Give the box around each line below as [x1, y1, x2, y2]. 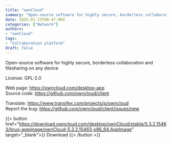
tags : [5, 36, 17, 41]
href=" [5, 121, 19, 127]
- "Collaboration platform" [5, 41, 66, 46]
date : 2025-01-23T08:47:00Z [5, 17, 66, 22]
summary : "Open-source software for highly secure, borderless [5, 12, 143, 17]
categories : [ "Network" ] [5, 21, 58, 27]
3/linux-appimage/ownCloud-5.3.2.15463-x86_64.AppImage [5, 126, 132, 132]
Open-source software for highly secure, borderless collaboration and [5, 59, 154, 65]
